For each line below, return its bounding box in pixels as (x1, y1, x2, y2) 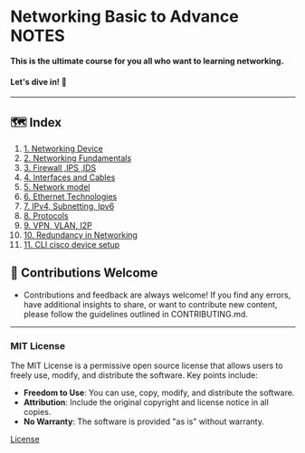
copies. (23, 407, 52, 418)
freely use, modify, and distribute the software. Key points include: (10, 370, 259, 381)
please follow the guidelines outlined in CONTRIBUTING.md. (23, 308, 248, 319)
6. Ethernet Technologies (23, 191, 118, 202)
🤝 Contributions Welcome (10, 265, 158, 281)
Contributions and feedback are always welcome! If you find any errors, (23, 289, 291, 300)
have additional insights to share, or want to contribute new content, (23, 298, 278, 309)
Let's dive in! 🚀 (10, 76, 67, 87)
